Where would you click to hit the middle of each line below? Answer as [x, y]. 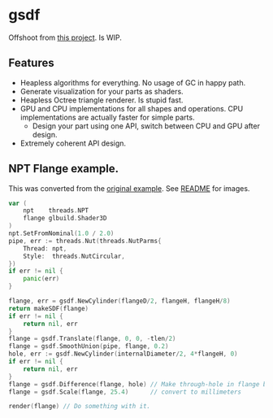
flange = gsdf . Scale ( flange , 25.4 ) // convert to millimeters [125, 392]
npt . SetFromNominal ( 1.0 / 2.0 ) [61, 233]
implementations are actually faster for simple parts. [107, 117]
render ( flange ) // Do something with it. [80, 407]
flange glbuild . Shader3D [65, 218]
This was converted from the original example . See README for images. [129, 188]
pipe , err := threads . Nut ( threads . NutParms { [85, 241]
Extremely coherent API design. [73, 143]
